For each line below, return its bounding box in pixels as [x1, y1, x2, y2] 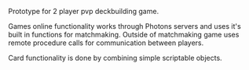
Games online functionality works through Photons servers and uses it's [8, 22, 241, 30]
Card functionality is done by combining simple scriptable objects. [8, 54, 222, 62]
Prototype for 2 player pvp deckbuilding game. [8, 7, 159, 16]
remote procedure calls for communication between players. [8, 38, 204, 47]
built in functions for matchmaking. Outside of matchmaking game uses [8, 30, 240, 39]
